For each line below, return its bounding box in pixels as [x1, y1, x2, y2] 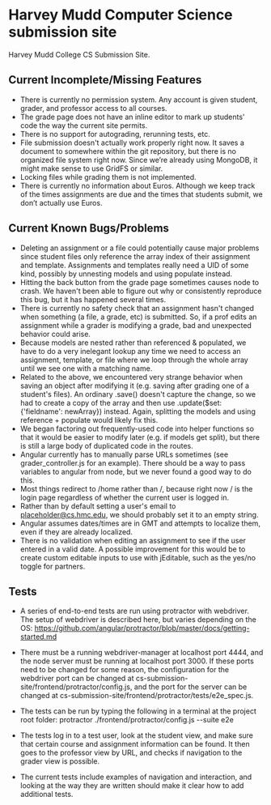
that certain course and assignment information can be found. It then [19, 739, 250, 749]
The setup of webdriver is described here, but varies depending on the [19, 615, 256, 624]
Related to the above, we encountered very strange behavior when [19, 372, 243, 381]
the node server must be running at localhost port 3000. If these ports [19, 656, 255, 666]
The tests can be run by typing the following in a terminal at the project [19, 706, 256, 716]
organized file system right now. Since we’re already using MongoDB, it [19, 155, 258, 164]
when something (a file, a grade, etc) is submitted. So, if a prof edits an [19, 312, 257, 322]
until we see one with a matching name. [19, 363, 153, 373]
